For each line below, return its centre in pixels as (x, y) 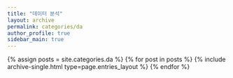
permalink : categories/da (45, 26)
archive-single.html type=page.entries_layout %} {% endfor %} (99, 67)
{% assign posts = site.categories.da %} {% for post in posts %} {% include (116, 59)
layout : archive (31, 20)
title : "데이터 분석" (35, 14)
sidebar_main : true (36, 40)
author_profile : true (39, 33)
